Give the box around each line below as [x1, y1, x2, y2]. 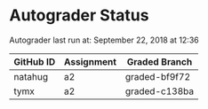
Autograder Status [9, 5, 149, 26]
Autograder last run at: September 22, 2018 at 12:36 [9, 35, 199, 45]
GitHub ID [13, 55, 56, 67]
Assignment [63, 55, 117, 67]
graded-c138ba [124, 85, 194, 97]
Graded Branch [126, 55, 193, 67]
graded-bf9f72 [124, 70, 191, 82]
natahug [13, 70, 49, 82]
